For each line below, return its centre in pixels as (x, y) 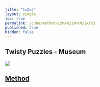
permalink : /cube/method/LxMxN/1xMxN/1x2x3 (50, 23)
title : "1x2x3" (21, 9)
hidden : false (20, 32)
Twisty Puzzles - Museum (46, 52)
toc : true (15, 18)
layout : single (21, 14)
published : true (22, 28)
